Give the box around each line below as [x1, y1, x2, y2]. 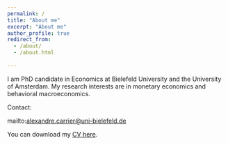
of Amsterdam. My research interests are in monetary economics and [7, 82, 206, 91]
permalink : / [7, 10, 45, 17]
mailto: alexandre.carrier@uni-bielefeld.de [7, 116, 127, 125]
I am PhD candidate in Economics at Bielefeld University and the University [7, 75, 222, 83]
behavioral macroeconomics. [7, 89, 90, 98]
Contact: [7, 102, 33, 112]
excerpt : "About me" [7, 23, 67, 30]
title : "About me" [7, 17, 60, 24]
